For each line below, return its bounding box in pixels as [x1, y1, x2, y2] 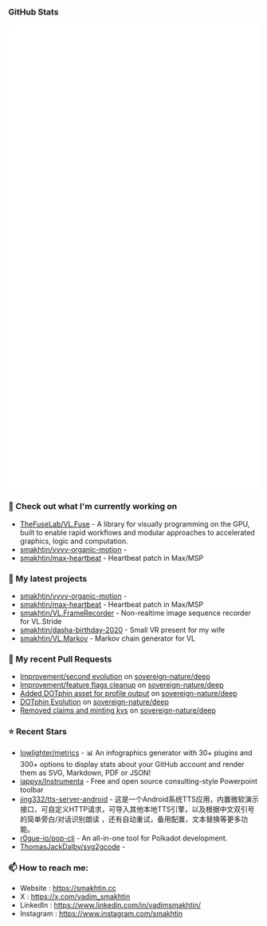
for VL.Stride [19, 617, 62, 626]
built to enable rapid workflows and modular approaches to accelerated [19, 527, 255, 537]
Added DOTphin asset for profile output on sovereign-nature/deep [19, 689, 238, 698]
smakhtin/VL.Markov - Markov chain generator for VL [19, 634, 196, 643]
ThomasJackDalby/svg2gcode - [19, 841, 126, 851]
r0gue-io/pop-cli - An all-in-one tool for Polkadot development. [19, 833, 228, 843]
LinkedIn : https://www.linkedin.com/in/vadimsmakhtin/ [19, 900, 202, 909]
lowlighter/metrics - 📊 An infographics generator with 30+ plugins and [19, 748, 253, 757]
